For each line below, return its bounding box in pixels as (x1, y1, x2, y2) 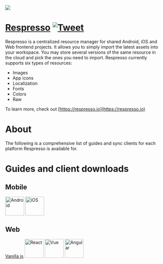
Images (12, 69, 28, 75)
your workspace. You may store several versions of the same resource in (5, 49, 156, 55)
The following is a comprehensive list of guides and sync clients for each (5, 140, 156, 146)
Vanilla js (5, 253, 24, 259)
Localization (12, 80, 38, 86)
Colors (12, 91, 27, 97)
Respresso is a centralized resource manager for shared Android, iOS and (5, 38, 157, 45)
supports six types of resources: (5, 60, 73, 66)
